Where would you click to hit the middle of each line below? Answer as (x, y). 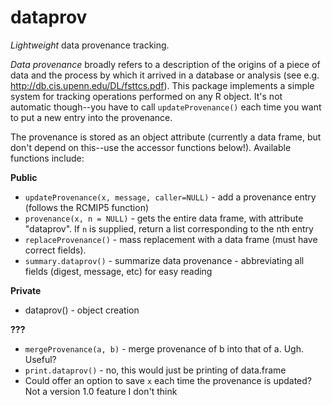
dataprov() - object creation (82, 310)
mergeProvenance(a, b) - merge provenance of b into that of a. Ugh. (164, 348)
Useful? (40, 359)
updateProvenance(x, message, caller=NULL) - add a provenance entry (170, 197)
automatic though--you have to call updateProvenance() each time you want (166, 107)
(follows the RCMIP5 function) (87, 207)
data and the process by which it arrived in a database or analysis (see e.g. (165, 75)
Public (24, 177)
